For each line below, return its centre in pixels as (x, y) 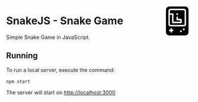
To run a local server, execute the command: (60, 70)
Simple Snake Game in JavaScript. (48, 37)
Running (22, 56)
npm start (18, 81)
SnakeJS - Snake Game (65, 21)
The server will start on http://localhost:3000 (61, 92)
